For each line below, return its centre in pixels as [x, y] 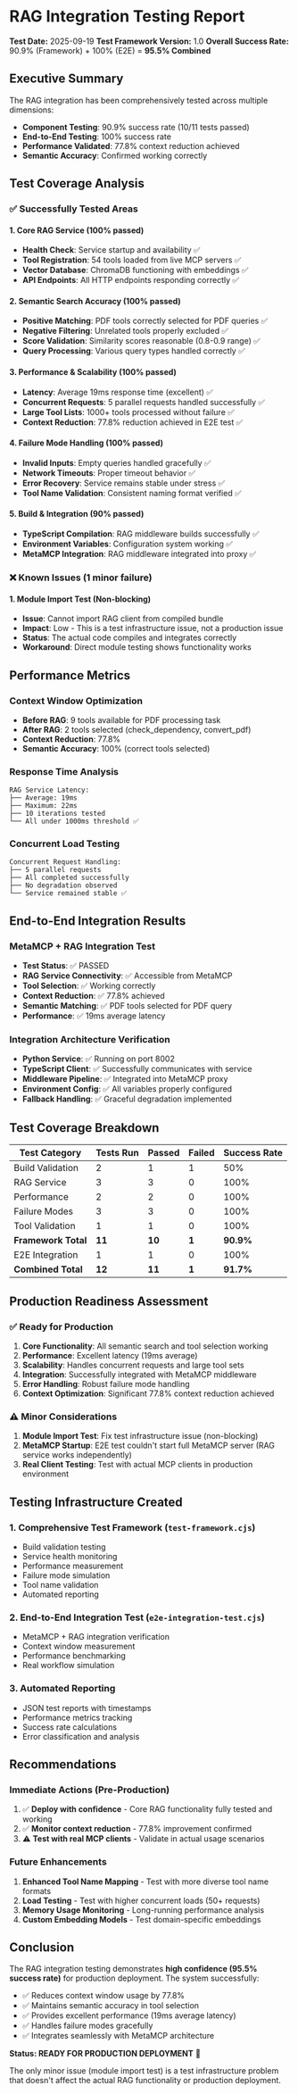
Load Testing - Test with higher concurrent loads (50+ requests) [141, 1900]
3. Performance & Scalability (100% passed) [93, 372]
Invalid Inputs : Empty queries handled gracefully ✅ [116, 462]
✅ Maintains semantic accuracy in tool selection [110, 2006]
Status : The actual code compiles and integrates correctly [129, 638]
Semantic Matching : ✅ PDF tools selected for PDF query [127, 1006]
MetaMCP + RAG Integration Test [83, 946]
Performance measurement [73, 1566]
